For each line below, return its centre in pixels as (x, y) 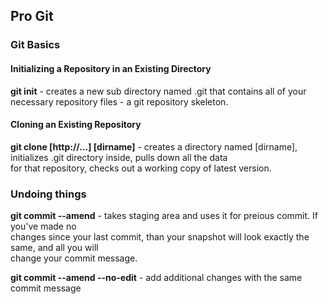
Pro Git (32, 16)
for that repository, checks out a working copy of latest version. (141, 168)
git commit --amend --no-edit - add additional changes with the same (156, 278)
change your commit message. (74, 258)
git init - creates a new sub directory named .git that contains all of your (158, 91)
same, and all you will (54, 248)
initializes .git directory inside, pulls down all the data (119, 157)
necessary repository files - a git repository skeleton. (119, 101)
